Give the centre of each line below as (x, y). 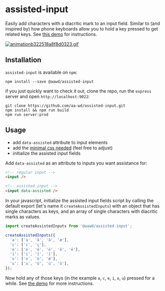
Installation (23, 60)
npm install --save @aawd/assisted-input (50, 82)
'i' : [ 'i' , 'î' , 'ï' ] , (34, 254)
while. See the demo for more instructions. (50, 283)
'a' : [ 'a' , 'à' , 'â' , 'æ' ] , (39, 240)
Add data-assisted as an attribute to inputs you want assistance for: (76, 163)
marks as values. (23, 217)
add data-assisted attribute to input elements (60, 142)
